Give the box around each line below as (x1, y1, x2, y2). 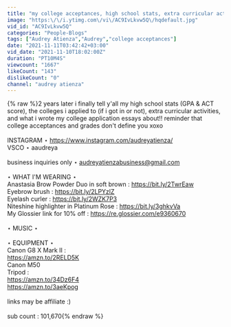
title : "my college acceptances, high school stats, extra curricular (7, 10, 214, 17)
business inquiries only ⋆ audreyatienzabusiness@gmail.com (7, 158, 180, 166)
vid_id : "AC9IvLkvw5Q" (7, 23, 72, 30)
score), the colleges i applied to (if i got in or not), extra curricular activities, (7, 107, 221, 115)
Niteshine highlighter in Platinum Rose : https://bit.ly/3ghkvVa (7, 202, 181, 210)
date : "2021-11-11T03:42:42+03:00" (7, 42, 109, 49)
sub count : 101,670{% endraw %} (7, 312, 104, 321)
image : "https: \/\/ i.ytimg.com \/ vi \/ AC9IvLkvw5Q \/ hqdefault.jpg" (7, 17, 198, 23)
